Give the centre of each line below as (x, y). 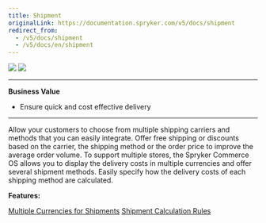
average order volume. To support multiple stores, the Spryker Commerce (129, 155)
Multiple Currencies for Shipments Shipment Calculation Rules (110, 211)
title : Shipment (35, 15)
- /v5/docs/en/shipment (54, 45)
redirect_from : (33, 30)
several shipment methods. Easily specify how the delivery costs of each (127, 172)
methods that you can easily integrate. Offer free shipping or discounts (124, 138)
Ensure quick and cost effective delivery (85, 107)
